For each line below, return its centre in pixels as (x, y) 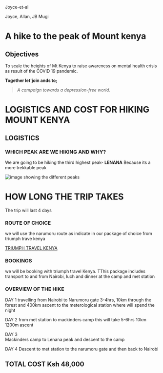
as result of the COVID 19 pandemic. (41, 71)
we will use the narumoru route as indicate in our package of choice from (79, 234)
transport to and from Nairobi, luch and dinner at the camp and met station (80, 276)
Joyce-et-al (17, 7)
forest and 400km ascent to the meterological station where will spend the (80, 305)
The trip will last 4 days (29, 210)
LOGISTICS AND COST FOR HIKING (77, 110)
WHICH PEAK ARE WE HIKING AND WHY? (56, 152)
